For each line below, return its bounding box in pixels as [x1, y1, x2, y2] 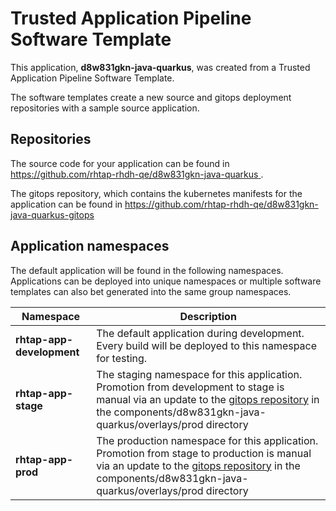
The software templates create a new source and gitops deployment [10, 91, 292, 103]
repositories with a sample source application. [10, 102, 200, 114]
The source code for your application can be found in [10, 157, 230, 169]
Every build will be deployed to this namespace [96, 338, 318, 352]
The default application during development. [96, 326, 305, 340]
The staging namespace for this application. [96, 367, 303, 381]
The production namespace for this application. [96, 433, 319, 447]
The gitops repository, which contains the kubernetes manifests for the [10, 187, 303, 199]
